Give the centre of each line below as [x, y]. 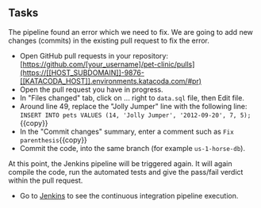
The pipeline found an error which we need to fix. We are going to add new [131, 32]
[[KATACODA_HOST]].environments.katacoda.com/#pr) [111, 81]
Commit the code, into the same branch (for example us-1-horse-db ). [132, 148]
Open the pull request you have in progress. [92, 89]
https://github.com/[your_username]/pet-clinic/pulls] [109, 64]
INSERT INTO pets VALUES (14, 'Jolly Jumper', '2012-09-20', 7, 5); [135, 115]
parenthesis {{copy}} [53, 140]
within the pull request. [46, 180]
